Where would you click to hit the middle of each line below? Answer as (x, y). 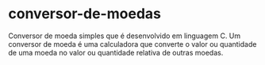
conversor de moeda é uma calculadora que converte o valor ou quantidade (132, 44)
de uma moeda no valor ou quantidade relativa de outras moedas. (116, 52)
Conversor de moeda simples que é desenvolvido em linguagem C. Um (125, 36)
